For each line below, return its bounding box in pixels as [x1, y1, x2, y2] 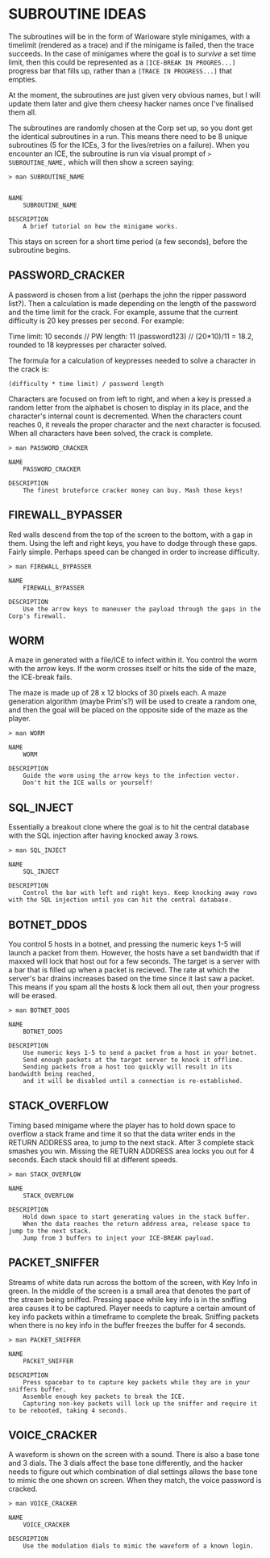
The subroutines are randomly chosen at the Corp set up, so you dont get [8, 123, 253, 132]
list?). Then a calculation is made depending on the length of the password [8, 298, 256, 308]
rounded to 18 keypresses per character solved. [8, 340, 168, 350]
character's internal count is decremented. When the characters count [8, 411, 243, 421]
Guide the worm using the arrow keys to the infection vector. [23, 772, 240, 780]
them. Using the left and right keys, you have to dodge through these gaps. [8, 538, 258, 548]
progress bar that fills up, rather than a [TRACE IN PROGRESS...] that [8, 65, 232, 75]
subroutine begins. [8, 245, 71, 254]
